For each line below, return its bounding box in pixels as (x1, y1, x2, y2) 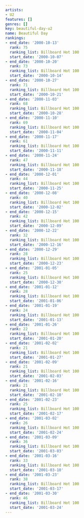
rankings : (5, 36, 26, 41)
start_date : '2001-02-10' (9, 392, 64, 397)
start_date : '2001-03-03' (9, 449, 64, 454)
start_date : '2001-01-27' (9, 354, 64, 360)
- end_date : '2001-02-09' (5, 359, 59, 365)
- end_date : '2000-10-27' (5, 78, 59, 83)
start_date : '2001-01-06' (9, 298, 64, 303)
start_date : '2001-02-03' (9, 374, 64, 379)
